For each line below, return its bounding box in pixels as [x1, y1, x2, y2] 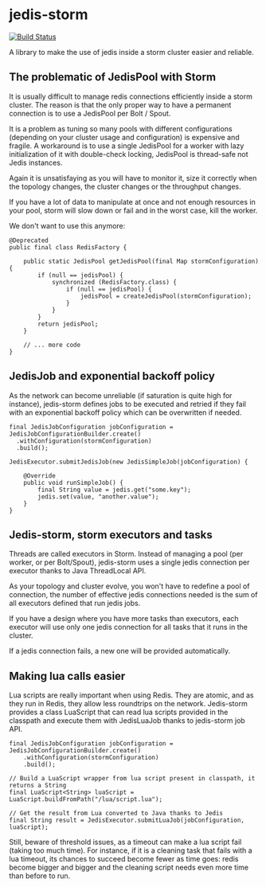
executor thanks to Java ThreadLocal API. [9, 566, 147, 576]
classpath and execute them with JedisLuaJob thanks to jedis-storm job [9, 716, 245, 725]
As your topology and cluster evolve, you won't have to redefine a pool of [9, 581, 250, 591]
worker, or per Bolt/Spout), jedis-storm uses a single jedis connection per [9, 557, 250, 567]
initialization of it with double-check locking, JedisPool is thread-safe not [9, 149, 249, 158]
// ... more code [23, 341, 81, 349]
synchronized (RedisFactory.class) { [51, 278, 178, 286]
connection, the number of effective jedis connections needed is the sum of [9, 590, 258, 600]
